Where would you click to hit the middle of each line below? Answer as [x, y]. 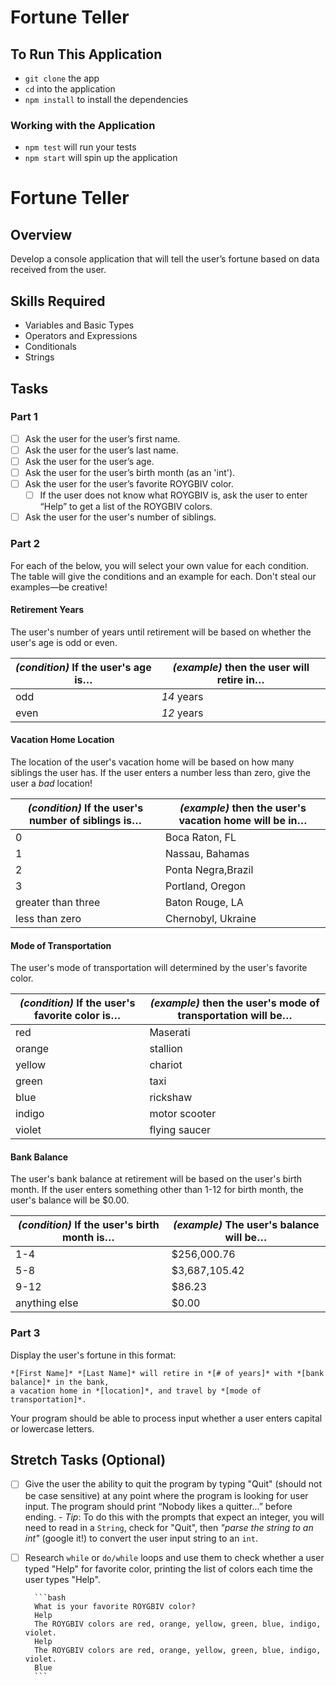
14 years [182, 696]
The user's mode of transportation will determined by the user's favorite [159, 968]
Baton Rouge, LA [204, 902]
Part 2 [25, 544]
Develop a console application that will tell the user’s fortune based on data [165, 259]
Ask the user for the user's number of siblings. [120, 517]
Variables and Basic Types [79, 325]
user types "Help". [62, 1579]
